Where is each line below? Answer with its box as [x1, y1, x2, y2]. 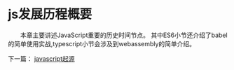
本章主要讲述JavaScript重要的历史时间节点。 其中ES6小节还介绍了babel [20, 31, 228, 39]
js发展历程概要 [8, 6, 92, 22]
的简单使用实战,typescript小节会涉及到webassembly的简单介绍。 [8, 39, 195, 48]
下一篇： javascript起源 [8, 54, 75, 63]
